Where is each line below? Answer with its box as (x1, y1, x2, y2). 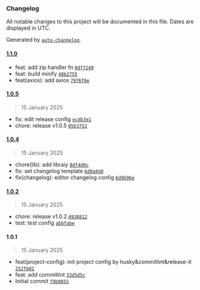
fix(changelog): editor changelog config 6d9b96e (15, 174, 135, 181)
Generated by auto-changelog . (6, 36, 82, 44)
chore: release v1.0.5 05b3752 (15, 122, 88, 129)
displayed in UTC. (6, 24, 51, 31)
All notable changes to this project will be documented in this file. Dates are (6, 18, 195, 25)
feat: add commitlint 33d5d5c (15, 271, 86, 278)
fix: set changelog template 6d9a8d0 (15, 167, 104, 174)
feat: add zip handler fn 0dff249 (15, 64, 94, 71)
